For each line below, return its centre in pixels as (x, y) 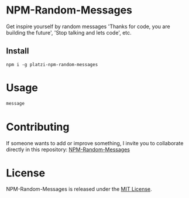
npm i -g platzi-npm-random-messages (52, 64)
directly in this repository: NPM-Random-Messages (68, 149)
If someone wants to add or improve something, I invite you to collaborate (95, 143)
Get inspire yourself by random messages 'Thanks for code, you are (88, 26)
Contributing (38, 127)
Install (18, 51)
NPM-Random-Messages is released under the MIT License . (79, 189)
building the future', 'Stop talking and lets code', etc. (69, 32)
